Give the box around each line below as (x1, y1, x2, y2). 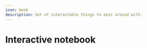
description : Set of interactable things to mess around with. (5, 12, 143, 17)
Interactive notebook (5, 34, 96, 45)
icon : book (5, 7, 29, 13)
